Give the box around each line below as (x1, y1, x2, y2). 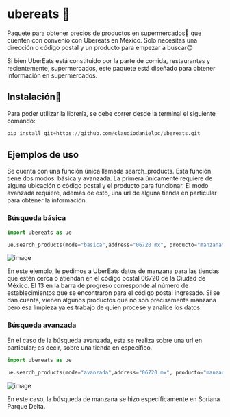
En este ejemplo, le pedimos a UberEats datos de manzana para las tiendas (7, 267, 220, 275)
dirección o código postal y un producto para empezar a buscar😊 (7, 43, 194, 51)
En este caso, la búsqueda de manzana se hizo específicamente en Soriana (7, 394, 220, 403)
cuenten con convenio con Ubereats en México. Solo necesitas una (7, 36, 198, 44)
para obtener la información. (7, 196, 88, 204)
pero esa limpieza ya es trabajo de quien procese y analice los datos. (7, 303, 202, 311)
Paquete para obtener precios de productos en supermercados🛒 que (7, 29, 202, 37)
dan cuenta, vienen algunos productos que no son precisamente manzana (7, 296, 217, 305)
